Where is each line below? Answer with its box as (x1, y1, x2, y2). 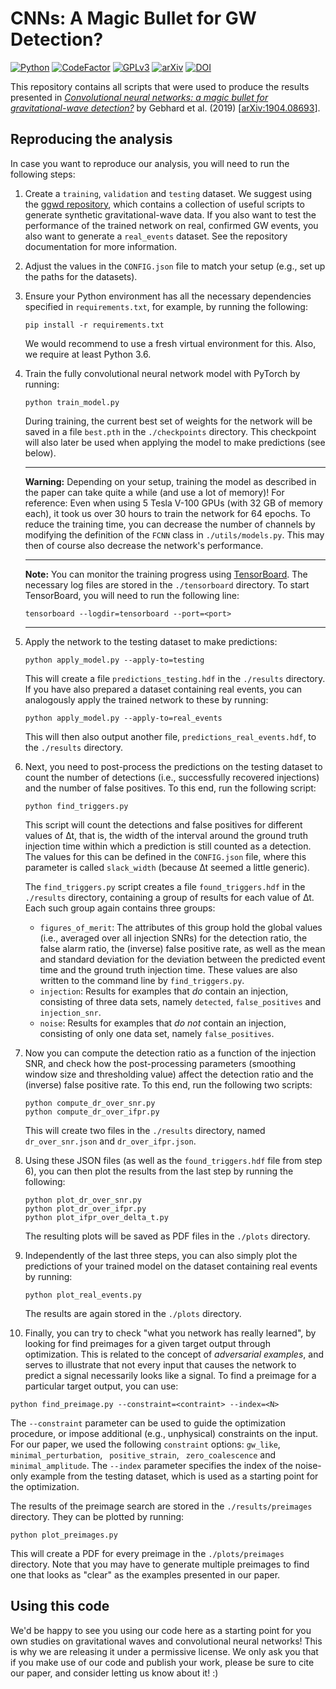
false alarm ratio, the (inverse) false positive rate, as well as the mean (39, 942, 326, 954)
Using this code (10, 1598, 110, 1615)
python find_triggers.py (24, 801, 129, 811)
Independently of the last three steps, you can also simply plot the (24, 1249, 298, 1261)
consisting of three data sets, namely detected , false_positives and (39, 995, 322, 1007)
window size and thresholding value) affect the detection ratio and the (24, 1068, 314, 1080)
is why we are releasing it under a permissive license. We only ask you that (10, 1645, 319, 1657)
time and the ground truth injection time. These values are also (39, 963, 298, 976)
